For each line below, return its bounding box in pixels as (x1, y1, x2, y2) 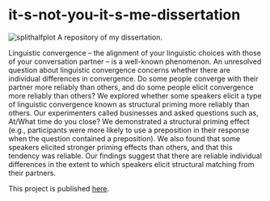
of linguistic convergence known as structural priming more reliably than (8, 99, 250, 109)
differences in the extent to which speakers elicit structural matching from (8, 159, 255, 169)
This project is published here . (8, 183, 110, 193)
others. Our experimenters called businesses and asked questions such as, (8, 107, 259, 118)
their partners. (8, 168, 57, 178)
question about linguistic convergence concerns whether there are (8, 65, 230, 74)
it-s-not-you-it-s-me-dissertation (8, 6, 241, 24)
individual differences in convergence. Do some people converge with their (8, 73, 259, 83)
